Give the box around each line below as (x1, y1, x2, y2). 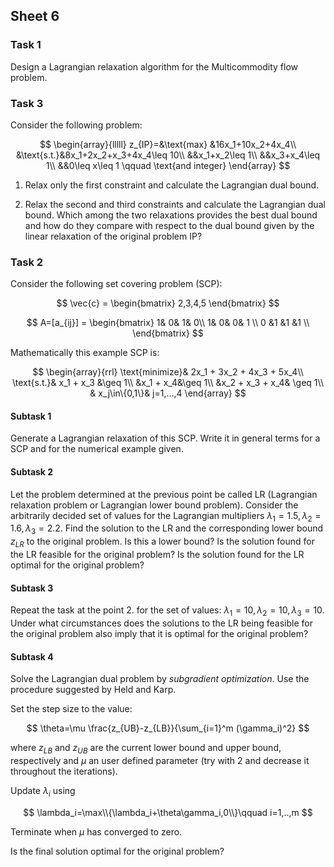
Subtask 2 (10, 466, 54, 478)
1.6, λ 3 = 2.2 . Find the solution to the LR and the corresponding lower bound (10, 522, 324, 537)
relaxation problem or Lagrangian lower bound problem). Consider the (10, 499, 299, 511)
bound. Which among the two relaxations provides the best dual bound (24, 209, 318, 221)
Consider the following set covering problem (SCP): (10, 278, 223, 290)
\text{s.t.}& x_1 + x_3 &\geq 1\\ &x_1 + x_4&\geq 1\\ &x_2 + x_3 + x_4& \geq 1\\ (12, 377, 324, 389)
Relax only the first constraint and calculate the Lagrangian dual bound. (24, 179, 320, 191)
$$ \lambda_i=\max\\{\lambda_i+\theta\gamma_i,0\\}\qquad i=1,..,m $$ (23, 806, 313, 818)
